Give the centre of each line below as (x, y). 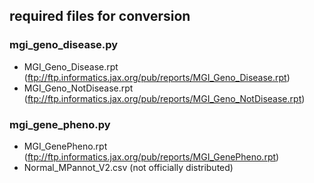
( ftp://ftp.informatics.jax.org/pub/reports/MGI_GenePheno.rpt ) (151, 156)
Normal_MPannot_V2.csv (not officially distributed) (128, 167)
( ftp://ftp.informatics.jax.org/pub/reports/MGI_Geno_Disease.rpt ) (157, 77)
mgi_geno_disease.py (64, 45)
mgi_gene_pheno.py (60, 124)
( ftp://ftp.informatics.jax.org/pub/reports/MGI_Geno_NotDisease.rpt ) (164, 98)
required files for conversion (100, 16)
